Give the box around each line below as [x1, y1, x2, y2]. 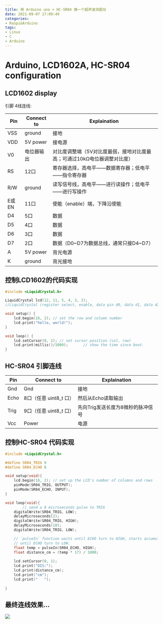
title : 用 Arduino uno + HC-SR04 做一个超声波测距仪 [5, 7, 107, 12]
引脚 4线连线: [5, 103, 32, 108]
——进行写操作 [52, 188, 87, 195]
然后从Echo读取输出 [77, 395, 124, 401]
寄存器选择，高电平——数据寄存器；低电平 [52, 164, 150, 171]
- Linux [5, 30, 21, 35]
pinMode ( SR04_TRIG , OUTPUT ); [14, 483, 73, 487]
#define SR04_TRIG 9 [5, 460, 47, 465]
